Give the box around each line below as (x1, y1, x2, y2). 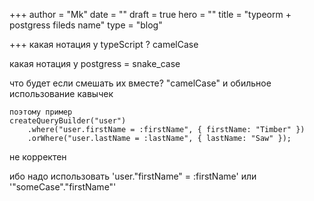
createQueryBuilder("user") (9, 116, 127, 126)
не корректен (9, 151, 67, 163)
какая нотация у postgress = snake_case (9, 58, 181, 69)
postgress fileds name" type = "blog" (9, 19, 163, 31)
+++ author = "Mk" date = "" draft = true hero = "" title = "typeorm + (9, 9, 292, 20)
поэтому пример (9, 107, 73, 117)
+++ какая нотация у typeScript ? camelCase (9, 39, 199, 50)
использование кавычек (9, 88, 114, 99)
